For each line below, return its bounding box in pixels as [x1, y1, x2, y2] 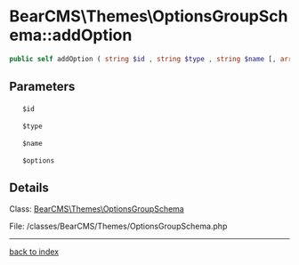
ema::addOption [9, 25, 133, 45]
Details [9, 181, 49, 196]
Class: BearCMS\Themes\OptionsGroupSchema [9, 204, 184, 214]
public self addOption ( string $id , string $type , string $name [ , [9, 54, 277, 63]
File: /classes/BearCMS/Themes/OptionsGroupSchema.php [9, 221, 228, 232]
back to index [9, 246, 60, 257]
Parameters [9, 79, 76, 94]
